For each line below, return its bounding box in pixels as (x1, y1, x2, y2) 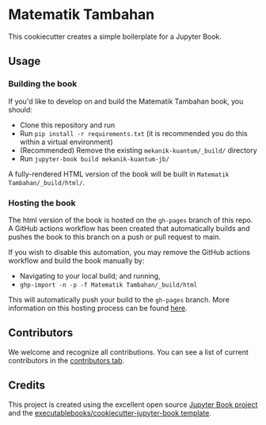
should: (8, 104, 33, 114)
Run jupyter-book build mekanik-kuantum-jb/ (19, 154, 170, 163)
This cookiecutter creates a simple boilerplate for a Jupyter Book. (8, 32, 222, 41)
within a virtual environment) (19, 137, 113, 146)
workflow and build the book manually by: (8, 256, 145, 265)
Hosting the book (8, 197, 76, 208)
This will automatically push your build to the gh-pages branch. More (8, 294, 230, 304)
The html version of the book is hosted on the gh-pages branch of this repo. (8, 215, 253, 225)
